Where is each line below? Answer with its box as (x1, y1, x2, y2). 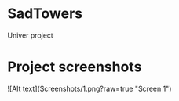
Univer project (7, 31, 54, 40)
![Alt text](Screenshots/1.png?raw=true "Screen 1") (7, 84, 172, 93)
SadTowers (7, 5, 83, 23)
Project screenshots (7, 58, 142, 76)
